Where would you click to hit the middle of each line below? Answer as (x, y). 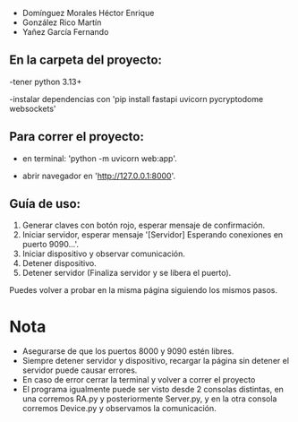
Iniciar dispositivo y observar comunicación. (104, 254)
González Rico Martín (62, 22)
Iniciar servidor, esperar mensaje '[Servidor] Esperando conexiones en (153, 235)
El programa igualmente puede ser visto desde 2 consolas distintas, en (153, 390)
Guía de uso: (45, 204)
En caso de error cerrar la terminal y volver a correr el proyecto (139, 380)
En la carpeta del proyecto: (86, 60)
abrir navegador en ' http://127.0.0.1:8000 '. (99, 176)
